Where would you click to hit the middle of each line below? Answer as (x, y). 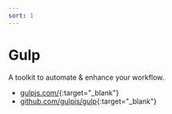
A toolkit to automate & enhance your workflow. (86, 77)
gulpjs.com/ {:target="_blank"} (69, 92)
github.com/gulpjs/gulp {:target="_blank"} (88, 101)
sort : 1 (21, 16)
